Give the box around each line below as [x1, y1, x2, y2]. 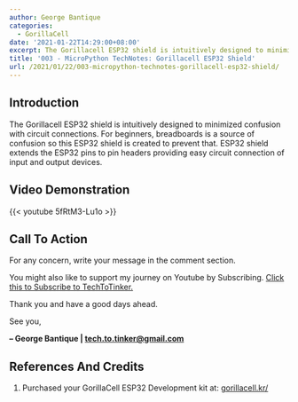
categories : [9, 21, 53, 30]
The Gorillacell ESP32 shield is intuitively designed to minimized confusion [9, 119, 281, 130]
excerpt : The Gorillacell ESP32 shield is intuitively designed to [9, 46, 264, 55]
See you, [9, 316, 42, 327]
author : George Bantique [9, 12, 101, 22]
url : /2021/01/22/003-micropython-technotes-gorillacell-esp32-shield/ [9, 63, 279, 72]
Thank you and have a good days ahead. [9, 299, 158, 310]
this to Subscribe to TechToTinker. [9, 281, 134, 293]
